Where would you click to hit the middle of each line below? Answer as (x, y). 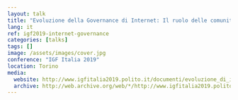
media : (17, 73)
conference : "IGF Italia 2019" (53, 60)
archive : (27, 86)
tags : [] (20, 46)
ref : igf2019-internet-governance (58, 33)
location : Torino (33, 66)
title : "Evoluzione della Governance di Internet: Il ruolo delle (107, 20)
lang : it (20, 27)
